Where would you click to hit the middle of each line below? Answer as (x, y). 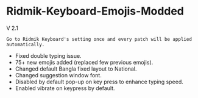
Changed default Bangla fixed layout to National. (76, 69)
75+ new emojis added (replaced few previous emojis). (84, 62)
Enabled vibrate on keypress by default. (65, 88)
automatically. (26, 44)
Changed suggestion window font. (58, 75)
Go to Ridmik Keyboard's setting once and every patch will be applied (99, 39)
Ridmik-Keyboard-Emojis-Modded (95, 11)
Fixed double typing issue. (48, 55)
